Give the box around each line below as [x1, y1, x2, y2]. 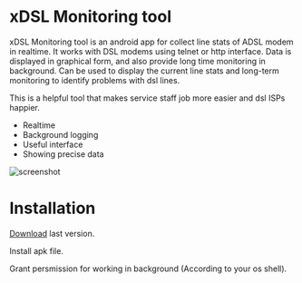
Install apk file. [9, 245, 63, 256]
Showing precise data [22, 148, 104, 160]
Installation [9, 198, 96, 219]
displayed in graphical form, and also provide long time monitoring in [9, 55, 266, 66]
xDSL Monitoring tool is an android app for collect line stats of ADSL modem [9, 36, 294, 47]
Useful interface [22, 139, 83, 150]
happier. [9, 102, 41, 112]
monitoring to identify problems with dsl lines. [9, 74, 180, 85]
